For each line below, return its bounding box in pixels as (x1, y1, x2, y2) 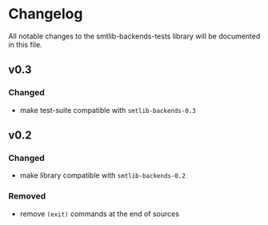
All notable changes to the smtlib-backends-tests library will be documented (8, 31, 261, 41)
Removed (8, 191, 46, 202)
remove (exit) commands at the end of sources (19, 209, 180, 219)
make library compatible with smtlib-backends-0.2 (19, 171, 186, 180)
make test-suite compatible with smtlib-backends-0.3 (19, 105, 196, 115)
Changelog (8, 5, 83, 23)
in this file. (8, 39, 42, 49)
